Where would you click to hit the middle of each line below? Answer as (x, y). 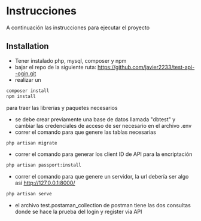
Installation (28, 46)
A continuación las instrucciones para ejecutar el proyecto (78, 27)
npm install (21, 96)
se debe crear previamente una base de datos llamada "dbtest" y (95, 119)
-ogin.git (25, 73)
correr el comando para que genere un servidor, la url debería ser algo (102, 177)
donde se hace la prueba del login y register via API (78, 212)
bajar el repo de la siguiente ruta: (56, 67)
